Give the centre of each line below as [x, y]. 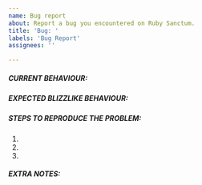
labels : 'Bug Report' [44, 38]
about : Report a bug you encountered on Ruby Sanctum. [102, 23]
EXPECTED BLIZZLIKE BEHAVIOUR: [68, 99]
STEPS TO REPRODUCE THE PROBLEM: [75, 119]
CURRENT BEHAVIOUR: [48, 78]
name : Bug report [37, 16]
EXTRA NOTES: [34, 174]
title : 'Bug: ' [34, 30]
